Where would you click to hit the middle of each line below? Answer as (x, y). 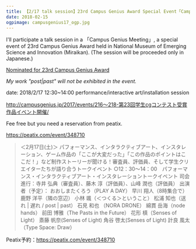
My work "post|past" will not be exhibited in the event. (71, 81)
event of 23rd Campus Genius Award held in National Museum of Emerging (96, 46)
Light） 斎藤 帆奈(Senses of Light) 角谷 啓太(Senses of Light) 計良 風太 (105, 220)
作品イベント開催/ (28, 112)
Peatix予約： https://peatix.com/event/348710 (61, 240)
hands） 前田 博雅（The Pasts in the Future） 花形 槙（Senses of (98, 213)
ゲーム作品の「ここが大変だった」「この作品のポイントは (113, 154)
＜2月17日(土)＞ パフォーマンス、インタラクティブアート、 (90, 147)
